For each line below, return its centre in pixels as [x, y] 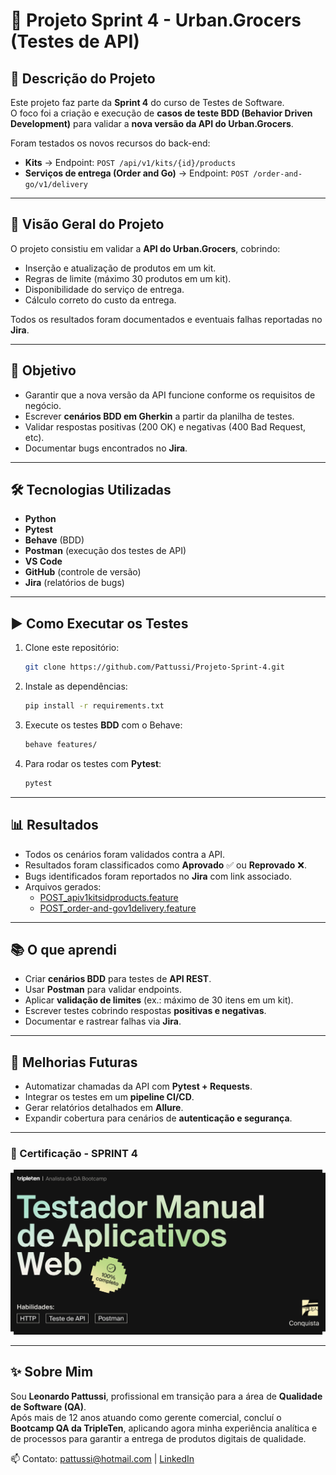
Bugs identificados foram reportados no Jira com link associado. [158, 876]
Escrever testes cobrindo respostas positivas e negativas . [145, 1011]
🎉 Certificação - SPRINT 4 [74, 1154]
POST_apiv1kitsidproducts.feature [109, 897]
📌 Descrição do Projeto [83, 78]
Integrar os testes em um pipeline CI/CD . [109, 1097]
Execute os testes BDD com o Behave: [103, 725]
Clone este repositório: [72, 648]
